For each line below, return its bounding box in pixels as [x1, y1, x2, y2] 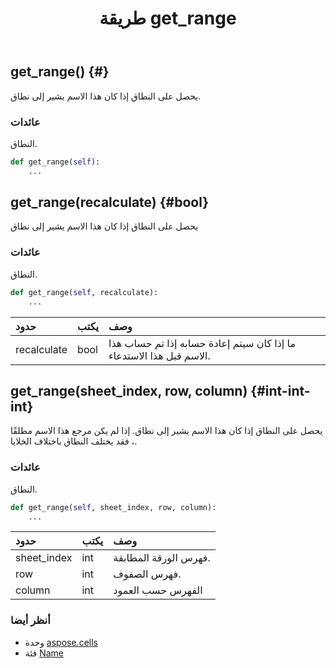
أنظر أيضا [10, 613, 51, 627]
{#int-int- [250, 382, 311, 399]
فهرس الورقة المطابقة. [113, 551, 211, 565]
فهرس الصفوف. [113, 567, 182, 581]
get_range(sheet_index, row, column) [10, 382, 248, 399]
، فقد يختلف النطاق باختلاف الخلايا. [10, 435, 138, 447]
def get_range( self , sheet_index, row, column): [10, 502, 217, 512]
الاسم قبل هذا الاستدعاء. [108, 348, 211, 362]
